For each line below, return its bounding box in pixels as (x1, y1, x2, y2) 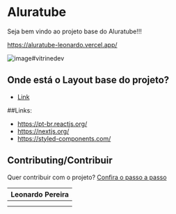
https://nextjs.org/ (17, 126, 70, 135)
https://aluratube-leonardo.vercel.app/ (7, 40, 118, 49)
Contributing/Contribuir (7, 154, 113, 167)
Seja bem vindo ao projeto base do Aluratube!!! (7, 27, 143, 35)
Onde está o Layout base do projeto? (7, 74, 170, 86)
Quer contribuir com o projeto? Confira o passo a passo (7, 173, 167, 181)
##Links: (7, 106, 33, 115)
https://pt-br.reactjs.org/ (17, 120, 88, 128)
